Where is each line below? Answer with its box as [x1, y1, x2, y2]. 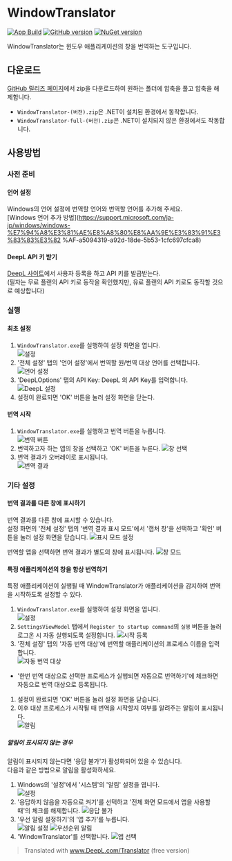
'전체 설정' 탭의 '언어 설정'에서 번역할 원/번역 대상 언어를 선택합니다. [17, 358, 200, 367]
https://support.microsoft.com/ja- [78, 214, 174, 222]
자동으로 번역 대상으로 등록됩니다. [17, 681, 108, 689]
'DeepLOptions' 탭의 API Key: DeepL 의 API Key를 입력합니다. [17, 376, 188, 384]
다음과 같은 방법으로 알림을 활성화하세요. [7, 766, 116, 774]
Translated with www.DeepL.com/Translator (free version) [23, 846, 190, 855]
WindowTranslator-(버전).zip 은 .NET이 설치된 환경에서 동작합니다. [17, 107, 199, 116]
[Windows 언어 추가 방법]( [7, 214, 79, 222]
